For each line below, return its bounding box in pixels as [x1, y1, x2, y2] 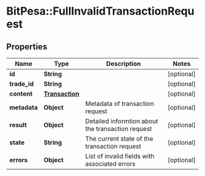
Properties [6, 41, 48, 52]
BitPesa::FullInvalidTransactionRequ [6, 4, 195, 18]
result [9, 121, 27, 129]
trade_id [9, 80, 34, 88]
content [9, 90, 33, 98]
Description [106, 60, 142, 68]
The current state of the [85, 135, 154, 143]
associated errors [85, 160, 136, 168]
